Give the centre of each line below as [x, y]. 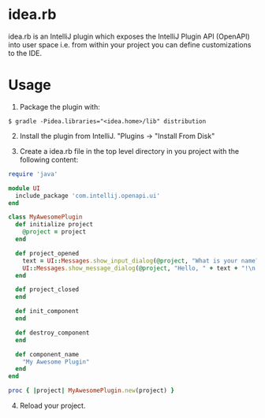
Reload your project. [52, 405]
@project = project [54, 232]
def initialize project [54, 225]
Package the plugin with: [60, 106]
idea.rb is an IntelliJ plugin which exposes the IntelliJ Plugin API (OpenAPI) [129, 36]
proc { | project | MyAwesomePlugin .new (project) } [91, 391]
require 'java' [33, 174]
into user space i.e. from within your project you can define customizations [130, 44]
